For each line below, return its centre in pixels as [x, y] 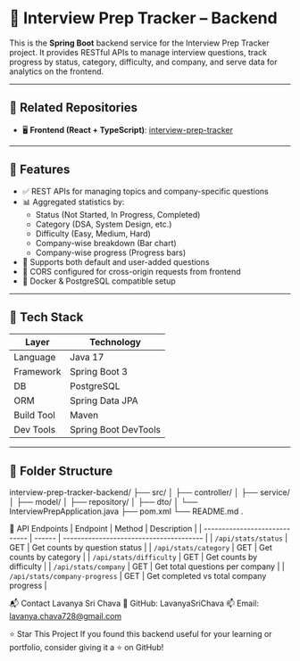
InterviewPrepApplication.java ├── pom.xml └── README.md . [126, 511]
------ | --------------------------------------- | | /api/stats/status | [161, 538]
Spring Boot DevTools [115, 430]
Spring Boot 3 [99, 372]
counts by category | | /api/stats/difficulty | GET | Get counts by [133, 558]
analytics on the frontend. [57, 71]
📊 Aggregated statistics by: [73, 202]
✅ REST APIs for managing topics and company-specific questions [146, 191]
